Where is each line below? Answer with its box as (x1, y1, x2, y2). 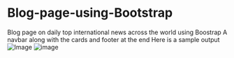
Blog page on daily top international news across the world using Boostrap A (7, 28, 228, 36)
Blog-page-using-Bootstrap (7, 5, 173, 21)
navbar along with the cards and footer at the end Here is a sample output (7, 35, 220, 43)
